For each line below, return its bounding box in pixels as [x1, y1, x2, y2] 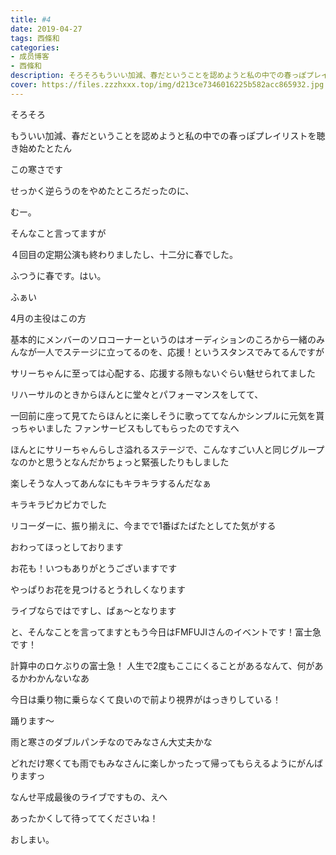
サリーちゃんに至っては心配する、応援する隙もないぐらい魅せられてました [10, 367, 316, 379]
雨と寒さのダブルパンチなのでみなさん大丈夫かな [10, 736, 213, 748]
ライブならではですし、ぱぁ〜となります [10, 604, 177, 616]
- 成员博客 [10, 52, 50, 62]
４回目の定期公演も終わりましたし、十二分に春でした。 [10, 248, 238, 260]
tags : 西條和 [10, 33, 60, 43]
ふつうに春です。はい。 [10, 269, 107, 281]
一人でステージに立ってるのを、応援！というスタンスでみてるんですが [36, 346, 325, 358]
